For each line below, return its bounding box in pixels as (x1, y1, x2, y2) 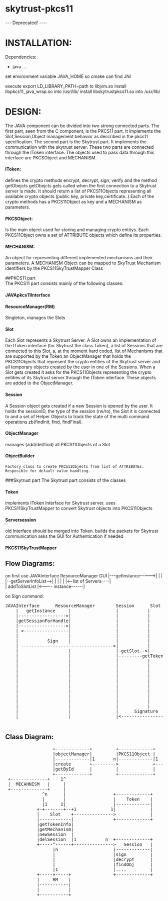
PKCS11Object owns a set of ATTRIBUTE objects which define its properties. (5, 232, 162, 238)
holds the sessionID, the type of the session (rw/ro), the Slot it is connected (5, 408, 161, 414)
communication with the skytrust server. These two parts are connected (5, 144, 154, 150)
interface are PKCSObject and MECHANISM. (5, 154, 97, 161)
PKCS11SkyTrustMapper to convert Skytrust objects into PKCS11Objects (5, 506, 152, 512)
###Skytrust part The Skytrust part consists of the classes (5, 477, 126, 483)
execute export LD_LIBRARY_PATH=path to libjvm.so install (5, 83, 126, 89)
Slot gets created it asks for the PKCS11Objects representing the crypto (5, 369, 151, 375)
